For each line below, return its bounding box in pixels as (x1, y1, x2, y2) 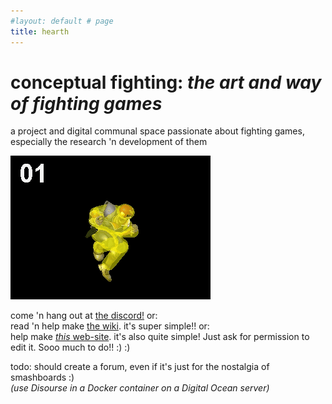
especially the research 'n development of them (10, 136, 208, 148)
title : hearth (10, 26, 70, 37)
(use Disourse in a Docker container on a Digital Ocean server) (10, 382, 270, 394)
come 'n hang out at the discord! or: (10, 310, 158, 322)
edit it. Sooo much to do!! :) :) (10, 341, 131, 354)
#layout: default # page (10, 16, 114, 26)
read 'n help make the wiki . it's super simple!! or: (10, 320, 210, 332)
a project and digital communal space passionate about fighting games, (10, 125, 305, 137)
